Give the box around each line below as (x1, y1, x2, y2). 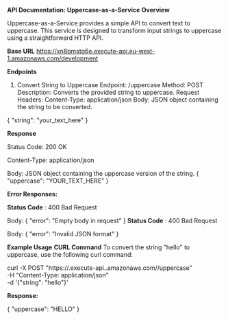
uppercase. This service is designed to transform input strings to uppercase (7, 27, 222, 34)
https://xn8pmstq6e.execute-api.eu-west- (36, 47, 155, 55)
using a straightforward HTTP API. (7, 34, 104, 42)
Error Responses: (7, 190, 58, 198)
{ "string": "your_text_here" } (7, 116, 88, 124)
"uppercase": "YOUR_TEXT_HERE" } (7, 176, 109, 185)
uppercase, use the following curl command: (7, 251, 134, 258)
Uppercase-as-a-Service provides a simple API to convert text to (7, 19, 190, 27)
